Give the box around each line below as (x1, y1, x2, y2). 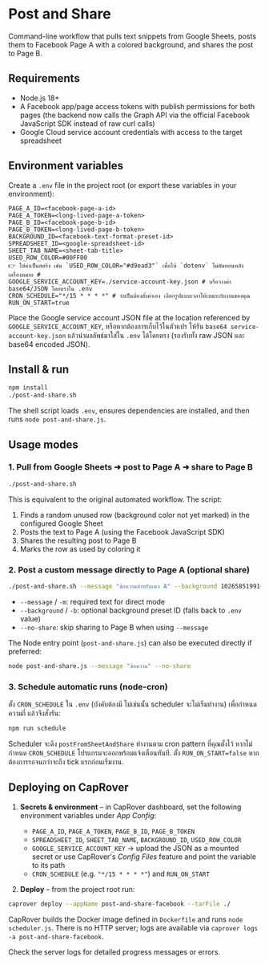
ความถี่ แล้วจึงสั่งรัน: (8, 708, 61, 719)
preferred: (8, 646, 42, 656)
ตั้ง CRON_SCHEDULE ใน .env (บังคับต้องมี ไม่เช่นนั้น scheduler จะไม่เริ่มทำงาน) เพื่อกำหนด (8, 699, 258, 709)
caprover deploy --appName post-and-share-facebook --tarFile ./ (8, 900, 231, 908)
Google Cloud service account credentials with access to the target (19, 127, 243, 136)
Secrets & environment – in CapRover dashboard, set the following (19, 802, 242, 812)
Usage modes (8, 438, 78, 451)
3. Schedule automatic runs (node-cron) (8, 681, 168, 692)
